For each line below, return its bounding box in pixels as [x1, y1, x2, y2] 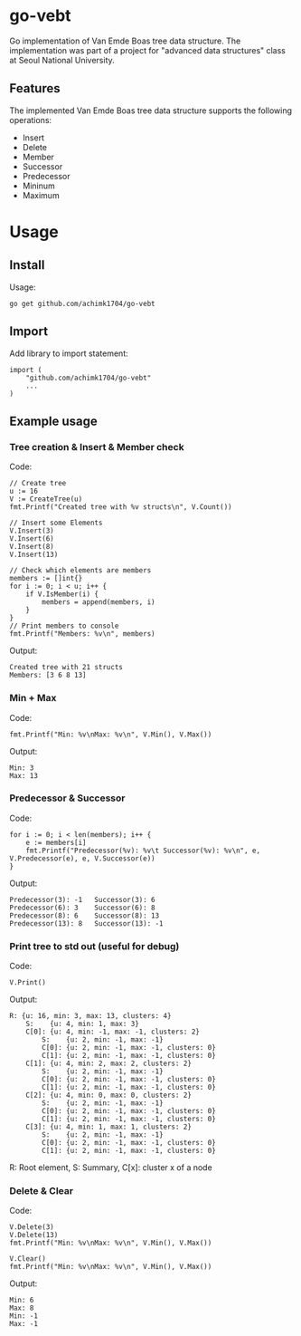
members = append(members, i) [42, 598, 155, 607]
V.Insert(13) [9, 550, 59, 560]
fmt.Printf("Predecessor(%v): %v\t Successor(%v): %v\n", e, [25, 846, 260, 855]
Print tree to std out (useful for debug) [9, 939, 180, 952]
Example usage [9, 413, 98, 428]
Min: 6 [9, 1296, 34, 1305]
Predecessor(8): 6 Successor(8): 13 [9, 911, 160, 920]
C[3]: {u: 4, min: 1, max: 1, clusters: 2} [25, 1122, 193, 1132]
